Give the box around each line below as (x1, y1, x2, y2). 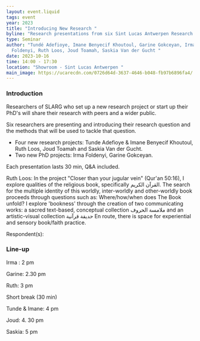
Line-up (6, 245, 30, 253)
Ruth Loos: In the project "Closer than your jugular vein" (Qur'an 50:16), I (6, 174, 185, 182)
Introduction (6, 89, 43, 98)
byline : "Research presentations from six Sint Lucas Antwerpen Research (6, 31, 193, 37)
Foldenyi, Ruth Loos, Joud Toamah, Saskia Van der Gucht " (11, 48, 161, 54)
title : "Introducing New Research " (6, 25, 97, 32)
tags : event (6, 14, 36, 20)
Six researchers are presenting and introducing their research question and (6, 120, 190, 128)
